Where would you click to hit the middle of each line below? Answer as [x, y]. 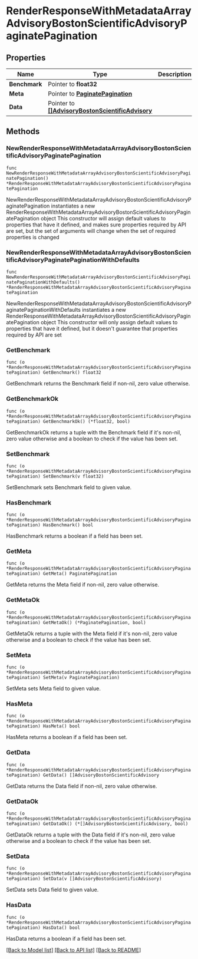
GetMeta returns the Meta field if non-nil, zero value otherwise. [83, 585]
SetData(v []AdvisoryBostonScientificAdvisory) [103, 879]
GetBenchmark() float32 [72, 373]
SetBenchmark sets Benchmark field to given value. [69, 487]
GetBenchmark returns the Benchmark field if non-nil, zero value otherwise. [98, 384]
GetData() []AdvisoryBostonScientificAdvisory [101, 775]
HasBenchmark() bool [68, 525]
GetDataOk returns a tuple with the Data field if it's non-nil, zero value [91, 835]
